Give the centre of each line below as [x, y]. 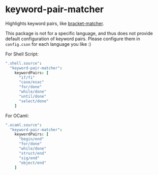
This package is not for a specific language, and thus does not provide [79, 33]
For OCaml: [17, 115]
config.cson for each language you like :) [48, 44]
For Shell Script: [22, 54]
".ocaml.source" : [24, 125]
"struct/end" [33, 153]
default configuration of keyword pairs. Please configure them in [73, 39]
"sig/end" [29, 158]
